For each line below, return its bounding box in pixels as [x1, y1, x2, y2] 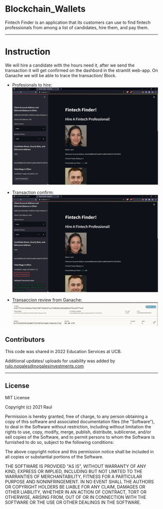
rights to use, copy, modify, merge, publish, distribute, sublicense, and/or [5, 429, 151, 435]
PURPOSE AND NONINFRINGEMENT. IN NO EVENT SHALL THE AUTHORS [5, 478, 154, 484]
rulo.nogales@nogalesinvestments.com [5, 363, 84, 369]
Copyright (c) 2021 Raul [5, 404, 52, 410]
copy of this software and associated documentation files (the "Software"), [5, 419, 155, 424]
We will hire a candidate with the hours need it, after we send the [5, 62, 135, 68]
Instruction [5, 46, 50, 57]
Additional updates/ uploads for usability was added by [5, 358, 115, 364]
